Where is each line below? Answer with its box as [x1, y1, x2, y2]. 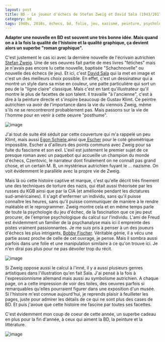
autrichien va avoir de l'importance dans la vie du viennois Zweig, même [5, 102, 152, 108]
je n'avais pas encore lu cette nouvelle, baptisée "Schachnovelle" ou [5, 65, 144, 71]
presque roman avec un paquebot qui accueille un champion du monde [5, 152, 150, 158]
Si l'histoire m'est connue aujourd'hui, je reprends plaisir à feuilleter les [5, 291, 148, 297]
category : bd [5, 16, 32, 21]
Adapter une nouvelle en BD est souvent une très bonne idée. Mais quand [5, 35, 158, 40]
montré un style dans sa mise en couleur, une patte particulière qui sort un [5, 81, 156, 87]
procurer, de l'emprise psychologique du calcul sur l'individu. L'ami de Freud [5, 214, 160, 220]
